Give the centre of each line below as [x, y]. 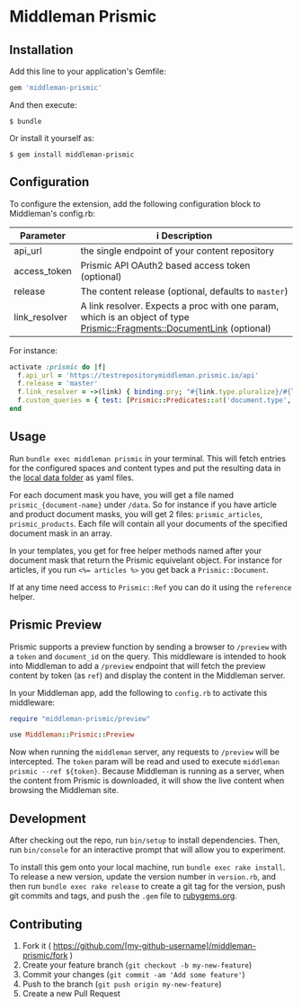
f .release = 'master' [58, 384]
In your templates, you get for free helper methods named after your [136, 550]
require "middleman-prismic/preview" [80, 718]
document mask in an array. [61, 533]
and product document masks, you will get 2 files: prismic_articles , [136, 513]
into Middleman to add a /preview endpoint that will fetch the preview [138, 665]
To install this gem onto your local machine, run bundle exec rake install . [147, 867]
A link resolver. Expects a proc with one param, [180, 306]
